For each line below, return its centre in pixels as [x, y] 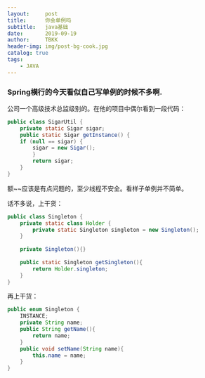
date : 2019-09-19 [42, 33]
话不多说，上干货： [35, 203]
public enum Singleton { [44, 310]
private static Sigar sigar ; [62, 128]
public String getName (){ [58, 330]
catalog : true [28, 53]
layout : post [33, 14]
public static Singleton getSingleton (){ [81, 262]
